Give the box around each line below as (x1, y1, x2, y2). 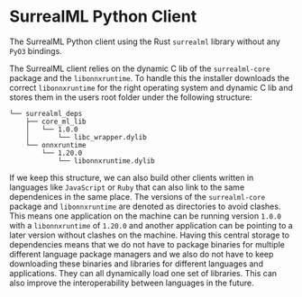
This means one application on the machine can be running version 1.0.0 (9, 210, 282, 221)
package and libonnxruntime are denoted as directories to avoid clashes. (9, 201, 281, 211)
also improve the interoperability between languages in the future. (9, 277, 254, 288)
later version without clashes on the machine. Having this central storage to (9, 229, 290, 240)
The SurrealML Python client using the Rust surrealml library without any (9, 36, 281, 47)
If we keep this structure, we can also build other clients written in (9, 172, 254, 183)
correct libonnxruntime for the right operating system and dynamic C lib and (9, 82, 293, 93)
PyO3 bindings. (9, 45, 63, 56)
